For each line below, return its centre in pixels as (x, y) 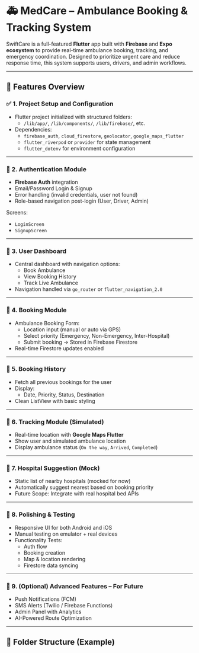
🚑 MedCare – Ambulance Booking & (97, 11)
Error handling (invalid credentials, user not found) (76, 194)
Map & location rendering (54, 559)
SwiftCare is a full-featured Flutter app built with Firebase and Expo (89, 44)
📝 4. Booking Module (36, 310)
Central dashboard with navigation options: (67, 264)
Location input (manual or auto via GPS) (72, 329)
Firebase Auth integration (46, 182)
